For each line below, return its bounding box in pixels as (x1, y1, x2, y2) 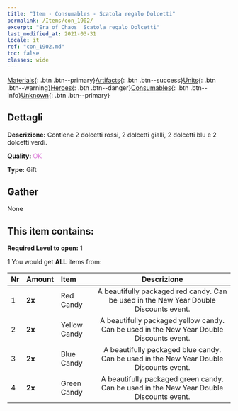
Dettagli (7, 111, 43, 124)
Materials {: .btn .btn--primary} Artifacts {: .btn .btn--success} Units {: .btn (7, 76, 216, 84)
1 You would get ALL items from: (7, 258, 102, 266)
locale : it (7, 37, 40, 44)
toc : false (7, 50, 40, 57)
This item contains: (7, 225, 94, 237)
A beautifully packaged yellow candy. (100, 316, 225, 326)
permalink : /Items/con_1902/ (7, 17, 93, 24)
